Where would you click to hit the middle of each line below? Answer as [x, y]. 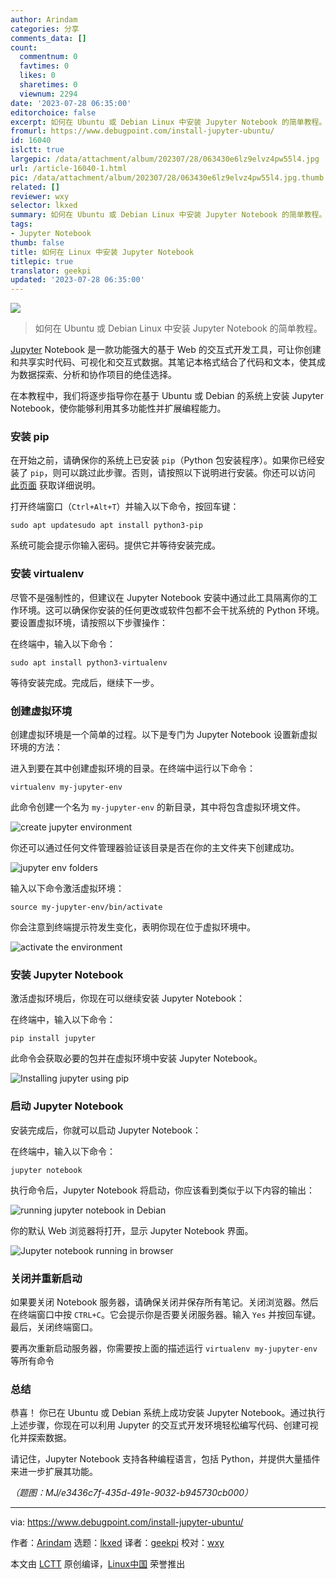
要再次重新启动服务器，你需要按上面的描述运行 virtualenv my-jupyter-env [164, 1348]
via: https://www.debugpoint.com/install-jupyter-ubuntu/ [127, 1522]
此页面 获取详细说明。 [55, 485]
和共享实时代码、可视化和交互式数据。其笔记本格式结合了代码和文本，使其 [163, 362]
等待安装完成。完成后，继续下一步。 [85, 682]
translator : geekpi [51, 271]
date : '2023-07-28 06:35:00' [71, 103]
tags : [21, 224]
